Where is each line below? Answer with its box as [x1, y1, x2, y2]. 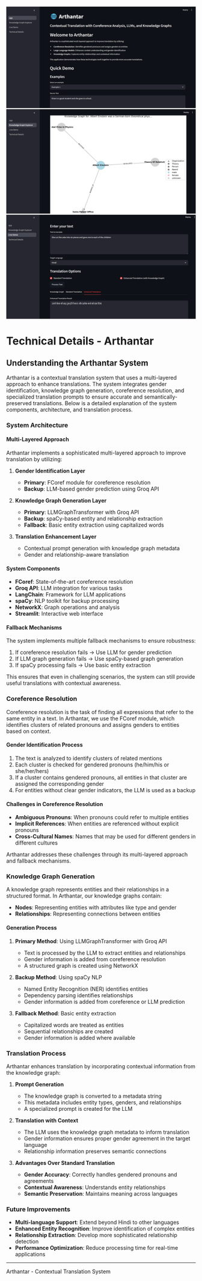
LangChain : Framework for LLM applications [14, 591, 126, 598]
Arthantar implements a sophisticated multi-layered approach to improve [6, 449, 186, 457]
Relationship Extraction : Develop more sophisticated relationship [14, 1232, 177, 1239]
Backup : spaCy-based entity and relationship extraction [23, 515, 163, 522]
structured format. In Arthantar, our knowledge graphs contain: [6, 892, 162, 899]
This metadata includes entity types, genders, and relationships [23, 1098, 182, 1106]
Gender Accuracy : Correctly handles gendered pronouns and [23, 1170, 177, 1178]
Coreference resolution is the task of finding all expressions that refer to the [6, 708, 194, 715]
